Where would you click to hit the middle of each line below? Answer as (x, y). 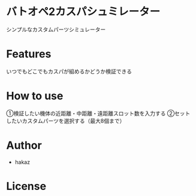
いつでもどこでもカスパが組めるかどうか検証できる (69, 71)
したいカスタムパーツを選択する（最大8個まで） (66, 120)
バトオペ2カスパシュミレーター (83, 12)
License (26, 186)
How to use (35, 96)
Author (24, 145)
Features (29, 54)
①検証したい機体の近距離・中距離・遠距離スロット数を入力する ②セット (98, 113)
